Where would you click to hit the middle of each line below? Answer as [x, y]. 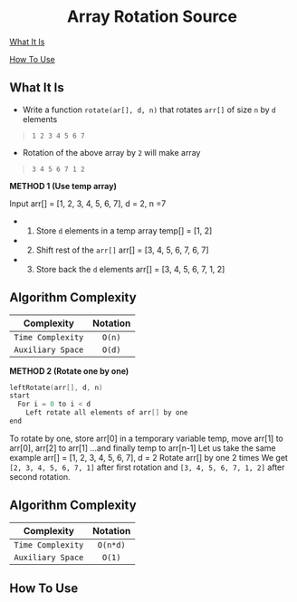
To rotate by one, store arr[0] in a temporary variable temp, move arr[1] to [146, 438]
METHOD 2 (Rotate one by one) [69, 371]
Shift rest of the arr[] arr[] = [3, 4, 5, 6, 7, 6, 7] [123, 250]
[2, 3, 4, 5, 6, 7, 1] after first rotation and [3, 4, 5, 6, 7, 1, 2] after [147, 467]
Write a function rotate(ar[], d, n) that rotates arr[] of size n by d [149, 110]
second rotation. [40, 476]
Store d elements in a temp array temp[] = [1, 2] [124, 230]
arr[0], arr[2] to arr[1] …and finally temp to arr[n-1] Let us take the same [143, 448]
